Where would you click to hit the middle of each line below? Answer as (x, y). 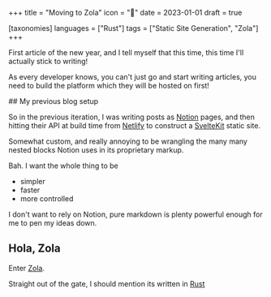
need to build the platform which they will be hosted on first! (109, 86)
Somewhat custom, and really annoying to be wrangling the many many (128, 141)
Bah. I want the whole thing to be (64, 166)
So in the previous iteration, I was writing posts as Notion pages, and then (132, 117)
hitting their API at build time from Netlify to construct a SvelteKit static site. (135, 125)
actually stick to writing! (48, 61)
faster (30, 190)
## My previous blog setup (54, 101)
